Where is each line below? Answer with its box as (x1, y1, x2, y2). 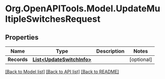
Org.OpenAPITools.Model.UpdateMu (5, 3, 161, 14)
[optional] (129, 56, 153, 63)
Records (7, 56, 28, 63)
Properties (5, 33, 39, 41)
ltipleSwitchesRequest (5, 13, 101, 25)
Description (96, 48, 125, 54)
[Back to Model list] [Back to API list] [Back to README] (5, 69, 119, 75)
